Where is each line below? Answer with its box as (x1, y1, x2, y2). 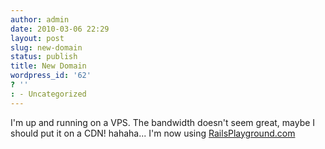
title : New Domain (10, 61, 87, 71)
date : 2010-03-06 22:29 (10, 24, 110, 34)
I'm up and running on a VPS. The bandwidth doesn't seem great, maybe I (10, 116, 316, 128)
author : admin (10, 14, 70, 25)
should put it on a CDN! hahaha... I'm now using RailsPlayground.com (10, 127, 296, 139)
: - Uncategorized (10, 89, 87, 99)
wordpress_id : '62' (10, 71, 92, 81)
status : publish (10, 52, 78, 62)
